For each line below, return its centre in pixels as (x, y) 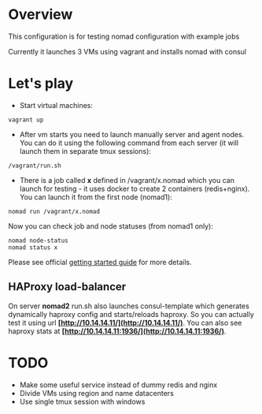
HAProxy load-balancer (67, 287)
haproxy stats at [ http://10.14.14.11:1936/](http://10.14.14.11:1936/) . (117, 331)
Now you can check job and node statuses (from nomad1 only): (111, 226)
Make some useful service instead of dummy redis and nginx (118, 385)
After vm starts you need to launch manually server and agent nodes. (132, 134)
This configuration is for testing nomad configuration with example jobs (124, 36)
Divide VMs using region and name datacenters (97, 393)
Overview (41, 15)
